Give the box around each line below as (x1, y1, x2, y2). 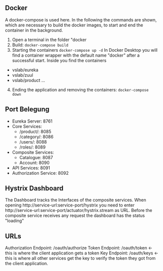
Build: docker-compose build (12, 42, 69, 48)
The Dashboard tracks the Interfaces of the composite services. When (5, 197, 146, 203)
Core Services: (12, 123, 42, 129)
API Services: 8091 (12, 165, 50, 170)
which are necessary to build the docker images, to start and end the (5, 22, 144, 28)
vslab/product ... (12, 77, 45, 83)
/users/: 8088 (19, 139, 47, 145)
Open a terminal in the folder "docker (12, 37, 87, 42)
